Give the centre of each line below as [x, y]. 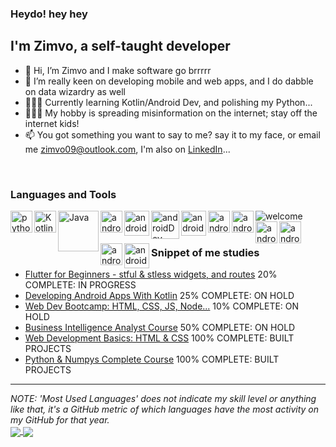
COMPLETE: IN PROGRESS [80, 285]
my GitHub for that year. [60, 420]
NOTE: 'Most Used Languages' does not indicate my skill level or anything [163, 399]
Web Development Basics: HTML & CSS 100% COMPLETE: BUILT [159, 338]
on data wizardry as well [75, 91]
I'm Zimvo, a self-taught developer [120, 46]
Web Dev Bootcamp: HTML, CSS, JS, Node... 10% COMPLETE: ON [162, 306]
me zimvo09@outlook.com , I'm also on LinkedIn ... [127, 149]
